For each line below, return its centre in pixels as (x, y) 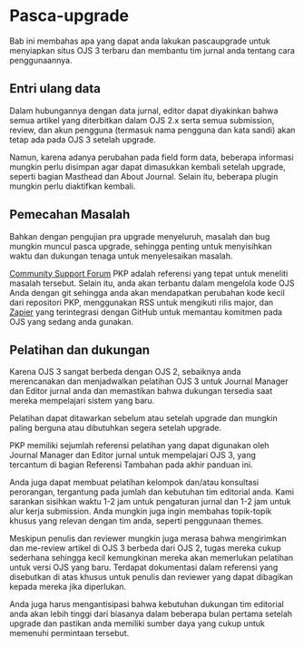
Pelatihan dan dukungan (80, 350)
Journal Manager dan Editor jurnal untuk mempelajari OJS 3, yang (133, 456)
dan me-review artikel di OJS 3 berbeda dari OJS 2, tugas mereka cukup (145, 548)
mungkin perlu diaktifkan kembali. (73, 186)
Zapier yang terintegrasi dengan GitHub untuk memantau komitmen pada (146, 312)
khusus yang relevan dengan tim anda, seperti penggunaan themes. (137, 521)
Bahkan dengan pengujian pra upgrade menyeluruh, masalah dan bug (140, 236)
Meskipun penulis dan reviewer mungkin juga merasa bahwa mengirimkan (148, 539)
